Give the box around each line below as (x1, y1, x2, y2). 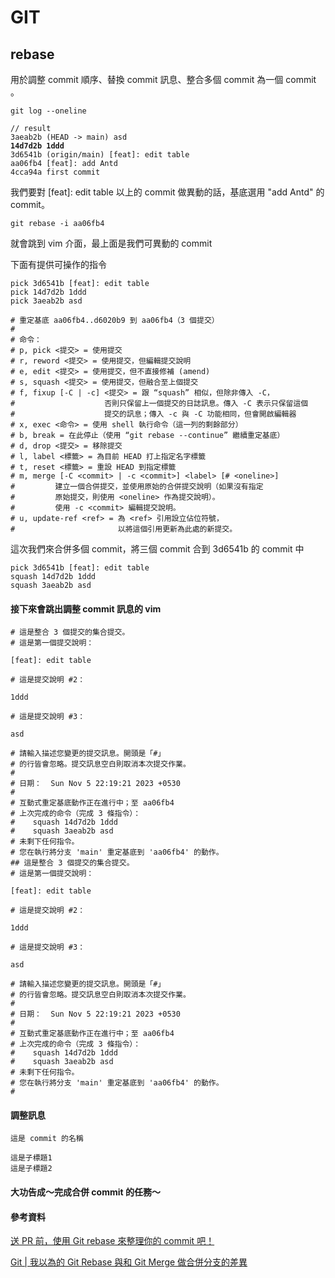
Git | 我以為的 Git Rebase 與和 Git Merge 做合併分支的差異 (10, 1256, 248, 1268)
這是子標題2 (10, 1164, 53, 1174)
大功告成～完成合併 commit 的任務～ (10, 1186, 161, 1198)
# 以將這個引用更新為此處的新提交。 (10, 524, 238, 534)
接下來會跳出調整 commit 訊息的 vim (10, 602, 162, 615)
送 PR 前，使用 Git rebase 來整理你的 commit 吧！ (10, 1235, 215, 1247)
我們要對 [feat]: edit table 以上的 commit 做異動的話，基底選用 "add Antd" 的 (10, 186, 325, 198)
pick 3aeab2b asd (10, 296, 83, 306)
